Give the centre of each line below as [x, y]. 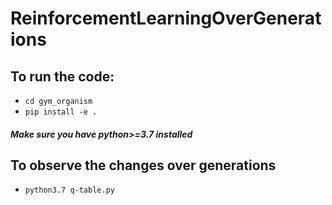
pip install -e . [61, 112]
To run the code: [62, 76]
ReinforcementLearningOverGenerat [166, 18]
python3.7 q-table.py [69, 190]
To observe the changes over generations [143, 165]
